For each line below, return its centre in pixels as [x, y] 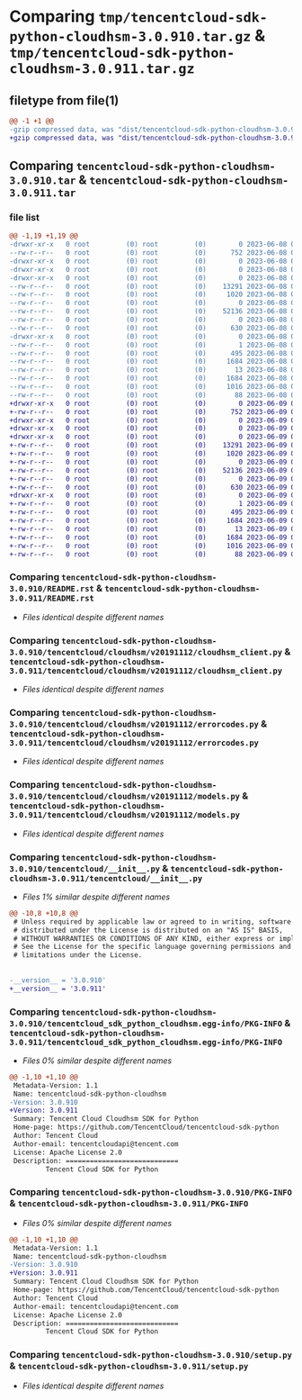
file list [25, 217]
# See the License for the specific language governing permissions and [152, 947]
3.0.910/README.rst [52, 589]
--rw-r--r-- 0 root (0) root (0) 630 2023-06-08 [148, 328]
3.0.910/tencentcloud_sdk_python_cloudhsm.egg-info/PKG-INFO [146, 1023]
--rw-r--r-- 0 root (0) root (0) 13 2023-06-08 [148, 370]
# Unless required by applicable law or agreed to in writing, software [152, 921]
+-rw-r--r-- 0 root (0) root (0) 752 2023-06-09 [148, 411]
